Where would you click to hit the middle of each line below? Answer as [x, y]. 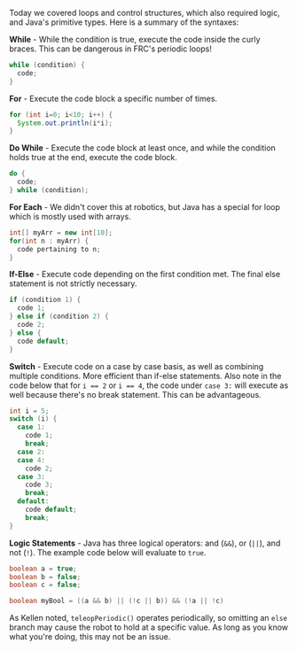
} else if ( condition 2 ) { [59, 317]
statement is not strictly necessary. [73, 283]
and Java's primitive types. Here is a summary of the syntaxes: [124, 22]
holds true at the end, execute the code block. [93, 158]
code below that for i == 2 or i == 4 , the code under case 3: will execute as [149, 385]
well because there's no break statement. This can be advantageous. [135, 394]
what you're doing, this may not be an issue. [90, 637]
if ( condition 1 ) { [45, 300]
